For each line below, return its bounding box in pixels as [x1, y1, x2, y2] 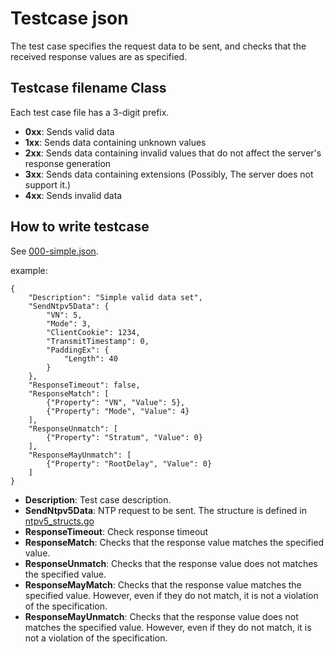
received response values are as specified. [10, 50, 188, 62]
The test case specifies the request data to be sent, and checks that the [10, 40, 307, 52]
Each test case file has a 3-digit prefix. [10, 106, 170, 118]
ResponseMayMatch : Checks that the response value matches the [24, 578, 302, 591]
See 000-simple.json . [10, 245, 99, 257]
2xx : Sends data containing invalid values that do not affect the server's [24, 147, 322, 159]
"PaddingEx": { [46, 345, 110, 355]
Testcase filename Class [10, 80, 167, 97]
